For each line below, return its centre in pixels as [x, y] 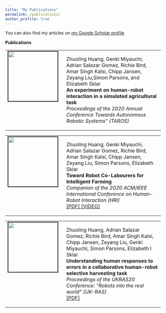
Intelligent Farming [89, 182]
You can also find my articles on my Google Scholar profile [65, 33]
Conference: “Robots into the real [105, 286]
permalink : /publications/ [33, 14]
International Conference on [99, 194]
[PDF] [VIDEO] [83, 207]
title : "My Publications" [32, 10]
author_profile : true [27, 19]
